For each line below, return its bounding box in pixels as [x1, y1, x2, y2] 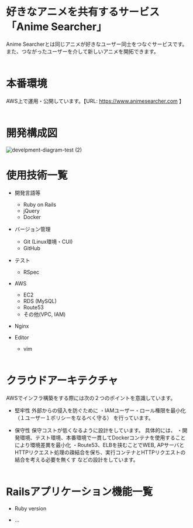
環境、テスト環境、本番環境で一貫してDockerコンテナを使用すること [19, 434, 186, 441]
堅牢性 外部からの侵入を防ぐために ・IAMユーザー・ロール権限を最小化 [14, 406, 186, 414]
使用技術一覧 [6, 169, 68, 182]
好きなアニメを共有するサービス [6, 5, 160, 19]
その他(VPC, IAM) [23, 311, 66, 318]
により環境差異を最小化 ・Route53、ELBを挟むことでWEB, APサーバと [14, 441, 185, 448]
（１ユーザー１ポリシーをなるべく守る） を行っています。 [14, 414, 154, 421]
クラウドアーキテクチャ [6, 374, 119, 387]
